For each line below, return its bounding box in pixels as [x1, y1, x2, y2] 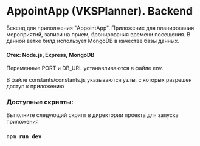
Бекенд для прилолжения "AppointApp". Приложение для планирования [6, 24, 195, 32]
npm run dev [6, 133, 42, 140]
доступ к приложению [6, 83, 64, 90]
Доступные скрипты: [6, 98, 74, 107]
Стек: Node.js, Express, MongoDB [6, 51, 95, 58]
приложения [6, 118, 39, 125]
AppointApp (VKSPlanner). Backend [6, 4, 193, 18]
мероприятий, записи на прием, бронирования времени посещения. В [6, 30, 191, 38]
